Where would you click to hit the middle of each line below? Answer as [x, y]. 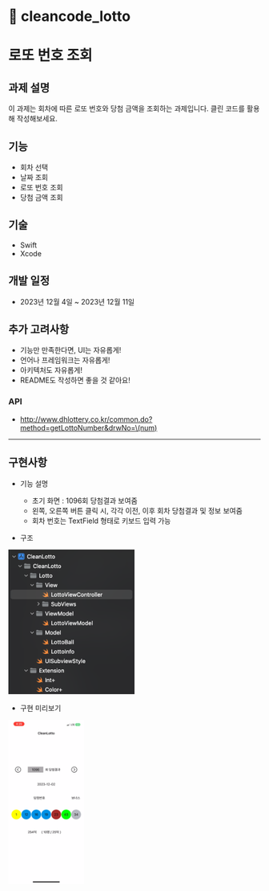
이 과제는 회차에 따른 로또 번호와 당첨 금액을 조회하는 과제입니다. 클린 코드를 [127, 108]
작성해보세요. [37, 119]
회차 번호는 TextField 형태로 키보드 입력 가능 [101, 521]
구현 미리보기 [40, 708]
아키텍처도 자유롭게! [51, 370]
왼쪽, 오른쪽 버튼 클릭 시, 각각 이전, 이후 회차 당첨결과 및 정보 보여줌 [137, 510]
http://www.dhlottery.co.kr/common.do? [86, 419]
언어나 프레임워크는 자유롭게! [65, 360]
